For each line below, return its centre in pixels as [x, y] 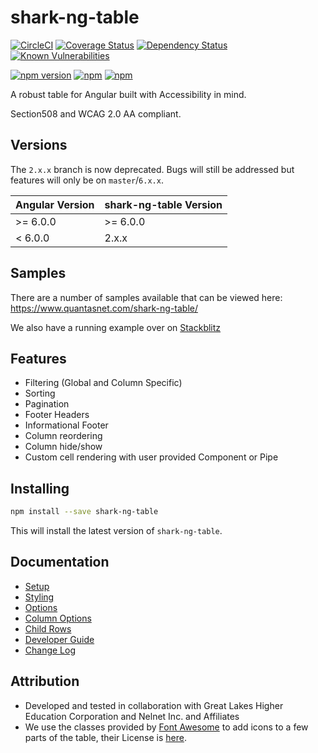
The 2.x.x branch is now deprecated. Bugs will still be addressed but [152, 169]
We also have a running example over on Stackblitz [116, 327]
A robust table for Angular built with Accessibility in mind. [128, 94]
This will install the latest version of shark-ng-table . [116, 531]
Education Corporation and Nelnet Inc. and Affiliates [132, 716]
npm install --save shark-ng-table [84, 512]
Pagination [47, 404]
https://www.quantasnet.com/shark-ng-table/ [104, 308]
